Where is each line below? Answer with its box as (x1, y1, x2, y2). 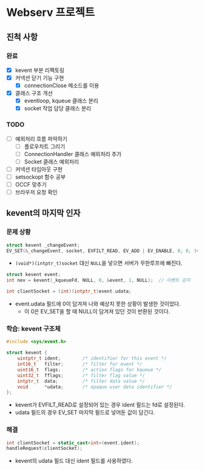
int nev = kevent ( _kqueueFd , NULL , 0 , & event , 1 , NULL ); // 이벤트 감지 (6, 277, 191, 283)
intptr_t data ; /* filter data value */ (17, 378, 146, 384)
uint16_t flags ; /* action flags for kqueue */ (17, 366, 162, 372)
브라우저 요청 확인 (15, 188, 58, 196)
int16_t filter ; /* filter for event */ (17, 361, 143, 368)
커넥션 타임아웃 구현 (15, 165, 63, 173)
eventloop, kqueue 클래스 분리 (24, 97, 98, 104)
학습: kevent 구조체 (6, 324, 61, 333)
